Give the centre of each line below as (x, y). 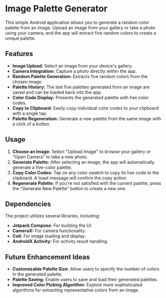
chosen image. (28, 81)
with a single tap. (30, 113)
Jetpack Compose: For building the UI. (52, 225)
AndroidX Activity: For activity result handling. (60, 241)
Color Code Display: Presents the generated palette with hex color (81, 97)
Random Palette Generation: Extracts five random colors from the (80, 76)
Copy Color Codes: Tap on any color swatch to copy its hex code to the (86, 172)
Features (19, 54)
